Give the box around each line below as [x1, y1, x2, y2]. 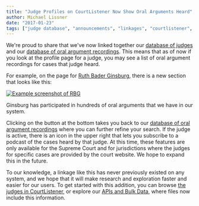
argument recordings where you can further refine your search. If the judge [6, 126, 191, 133]
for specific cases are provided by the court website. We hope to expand [6, 151, 185, 158]
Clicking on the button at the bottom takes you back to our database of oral [6, 120, 190, 127]
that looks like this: [6, 79, 52, 86]
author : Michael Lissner [6, 14, 68, 20]
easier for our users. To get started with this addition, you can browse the [6, 182, 186, 189]
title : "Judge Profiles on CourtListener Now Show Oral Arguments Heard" [6, 8, 193, 15]
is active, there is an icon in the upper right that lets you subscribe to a [6, 132, 179, 139]
